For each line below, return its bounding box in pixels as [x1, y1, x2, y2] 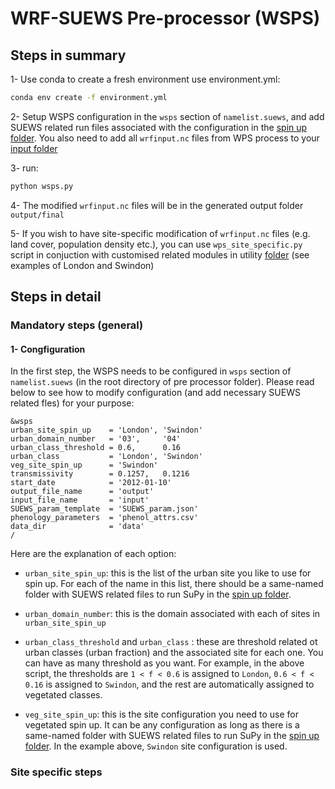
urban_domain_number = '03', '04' [10, 434, 182, 444]
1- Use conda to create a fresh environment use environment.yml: [10, 73, 281, 85]
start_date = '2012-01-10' [10, 478, 172, 488]
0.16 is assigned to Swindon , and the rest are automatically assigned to [24, 678, 315, 691]
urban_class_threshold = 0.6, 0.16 [10, 443, 182, 453]
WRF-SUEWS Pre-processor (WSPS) [10, 7, 321, 30]
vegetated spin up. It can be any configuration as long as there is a [24, 719, 300, 731]
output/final [10, 210, 65, 220]
